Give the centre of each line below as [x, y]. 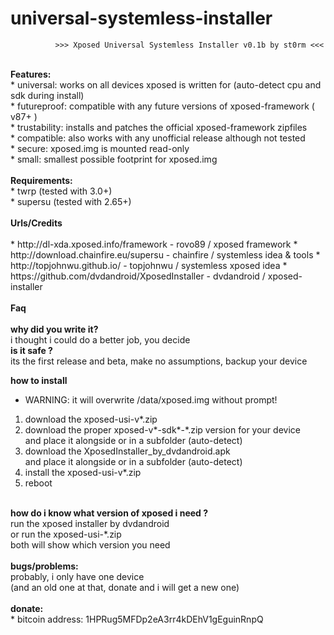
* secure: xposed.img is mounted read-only [100, 148]
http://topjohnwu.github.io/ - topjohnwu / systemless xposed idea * [149, 265]
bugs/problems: [44, 566]
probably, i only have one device [77, 576]
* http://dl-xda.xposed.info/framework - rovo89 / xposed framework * [154, 244]
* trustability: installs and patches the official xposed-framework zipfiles [159, 127]
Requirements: [41, 180]
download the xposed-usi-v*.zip [91, 419]
